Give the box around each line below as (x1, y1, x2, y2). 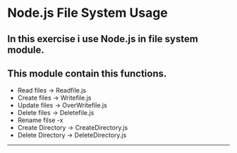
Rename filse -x (17, 116, 63, 124)
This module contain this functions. (7, 67, 167, 79)
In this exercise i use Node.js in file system (7, 33, 199, 45)
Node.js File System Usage (7, 5, 168, 21)
